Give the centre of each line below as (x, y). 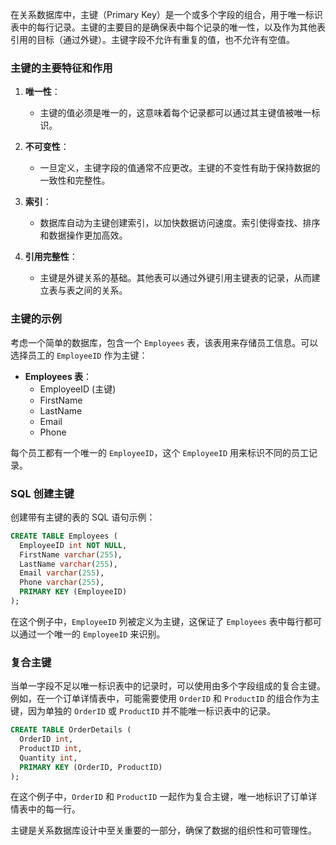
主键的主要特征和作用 (61, 68)
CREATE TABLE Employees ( (64, 536)
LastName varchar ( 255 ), (68, 564)
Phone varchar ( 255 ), (62, 583)
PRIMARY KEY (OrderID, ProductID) (91, 767)
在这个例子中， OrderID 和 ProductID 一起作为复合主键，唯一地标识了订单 (159, 797)
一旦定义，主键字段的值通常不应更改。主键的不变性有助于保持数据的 (180, 168)
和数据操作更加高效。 (83, 235)
